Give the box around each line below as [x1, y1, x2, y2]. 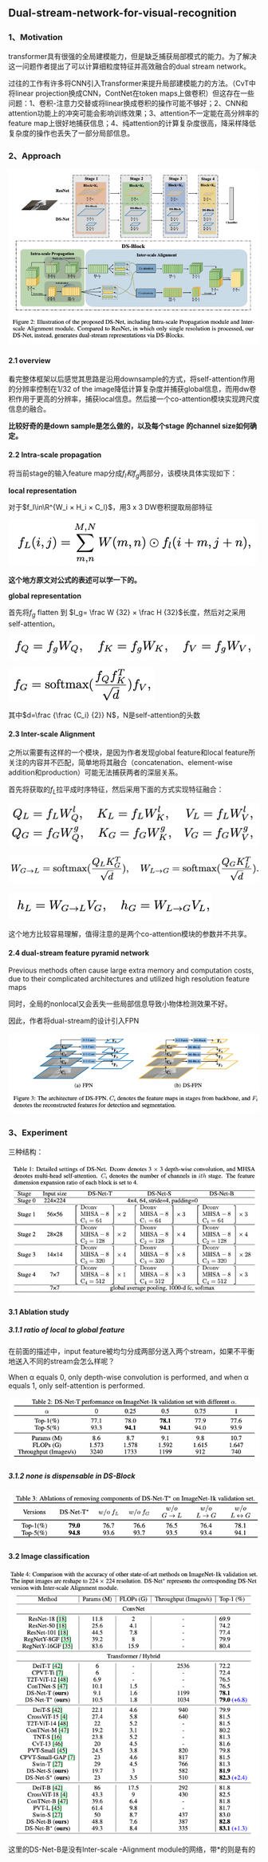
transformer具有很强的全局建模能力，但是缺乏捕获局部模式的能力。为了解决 [8, 51, 257, 61]
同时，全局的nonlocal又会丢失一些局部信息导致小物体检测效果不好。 [8, 999, 233, 1008]
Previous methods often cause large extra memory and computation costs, [8, 965, 254, 976]
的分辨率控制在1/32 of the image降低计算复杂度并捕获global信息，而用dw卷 [8, 385, 257, 394]
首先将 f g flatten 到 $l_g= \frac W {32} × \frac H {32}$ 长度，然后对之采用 [8, 608, 246, 619]
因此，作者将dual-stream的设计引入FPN [8, 1016, 140, 1026]
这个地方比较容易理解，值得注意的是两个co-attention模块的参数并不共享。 [8, 929, 251, 939]
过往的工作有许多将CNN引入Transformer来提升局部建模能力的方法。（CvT [8, 78, 250, 88]
